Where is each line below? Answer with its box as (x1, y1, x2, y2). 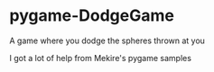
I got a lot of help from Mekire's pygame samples (9, 52, 192, 63)
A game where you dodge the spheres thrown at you (9, 35, 206, 46)
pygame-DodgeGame (9, 5, 174, 26)
